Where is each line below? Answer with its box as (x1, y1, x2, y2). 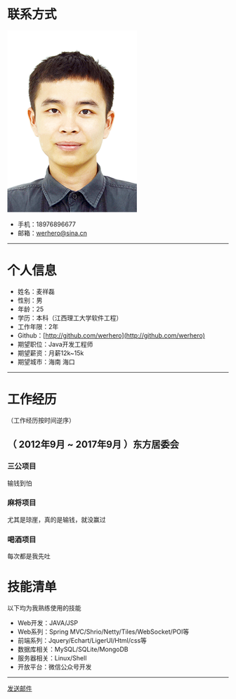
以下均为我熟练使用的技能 (7, 604, 81, 613)
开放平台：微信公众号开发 (17, 662, 92, 672)
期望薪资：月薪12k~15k (17, 349, 84, 357)
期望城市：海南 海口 (17, 357, 75, 366)
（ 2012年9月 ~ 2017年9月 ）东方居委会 (7, 439, 179, 451)
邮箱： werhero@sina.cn (17, 229, 88, 237)
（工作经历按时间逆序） (7, 416, 75, 424)
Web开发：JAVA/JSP (17, 619, 79, 627)
